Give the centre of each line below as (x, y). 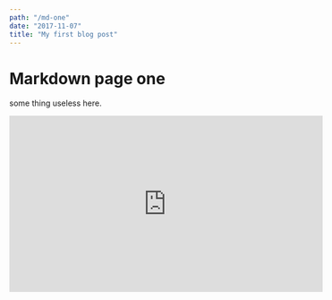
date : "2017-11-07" (46, 26)
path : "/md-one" (39, 17)
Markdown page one (87, 78)
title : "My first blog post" (64, 34)
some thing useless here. (55, 103)
